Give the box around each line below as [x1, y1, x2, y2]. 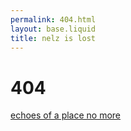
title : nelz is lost [10, 33, 97, 43]
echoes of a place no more [10, 109, 122, 121]
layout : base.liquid [10, 24, 97, 34]
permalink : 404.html [10, 14, 97, 25]
